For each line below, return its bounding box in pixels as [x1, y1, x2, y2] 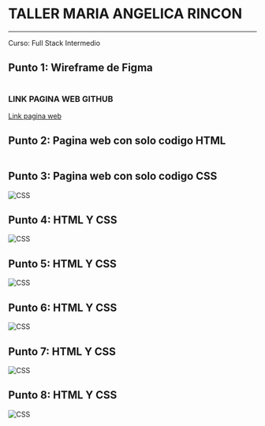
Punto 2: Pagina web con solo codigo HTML [8, 134, 226, 148]
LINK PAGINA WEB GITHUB [8, 93, 114, 104]
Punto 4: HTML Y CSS [8, 214, 118, 227]
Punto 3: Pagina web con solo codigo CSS [8, 170, 218, 183]
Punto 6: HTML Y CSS [8, 301, 118, 314]
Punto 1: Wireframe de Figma [8, 61, 153, 75]
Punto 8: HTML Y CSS [8, 388, 118, 402]
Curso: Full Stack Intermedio [8, 38, 101, 47]
